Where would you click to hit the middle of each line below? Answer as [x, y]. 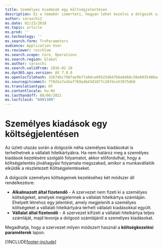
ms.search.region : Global [31, 59]
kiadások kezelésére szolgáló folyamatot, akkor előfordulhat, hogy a [73, 158]
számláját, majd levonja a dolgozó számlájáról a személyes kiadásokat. [83, 218]
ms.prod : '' [17, 32]
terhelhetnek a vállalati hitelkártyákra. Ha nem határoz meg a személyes [77, 153]
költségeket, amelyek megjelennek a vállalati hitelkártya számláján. [79, 198]
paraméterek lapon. [25, 232]
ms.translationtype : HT [29, 86]
